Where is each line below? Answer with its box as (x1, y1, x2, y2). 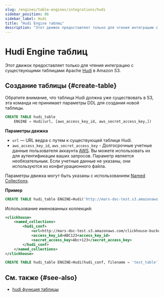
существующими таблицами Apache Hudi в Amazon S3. (5, 68, 121, 74)
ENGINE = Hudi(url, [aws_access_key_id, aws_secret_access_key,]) (14, 119, 152, 124)
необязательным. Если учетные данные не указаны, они (12, 158, 131, 164)
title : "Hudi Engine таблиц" (5, 20, 64, 26)
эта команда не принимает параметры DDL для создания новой (5, 99, 140, 105)
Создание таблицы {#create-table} (5, 81, 117, 90)
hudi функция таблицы (12, 286, 59, 293)
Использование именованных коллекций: (5, 205, 93, 211)
